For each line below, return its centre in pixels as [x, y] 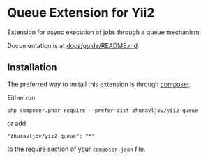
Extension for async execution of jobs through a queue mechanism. [104, 32]
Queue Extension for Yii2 [81, 13]
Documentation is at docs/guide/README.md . [73, 45]
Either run [21, 97]
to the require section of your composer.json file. [76, 149]
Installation [32, 67]
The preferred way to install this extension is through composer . [99, 84]
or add [17, 123]
